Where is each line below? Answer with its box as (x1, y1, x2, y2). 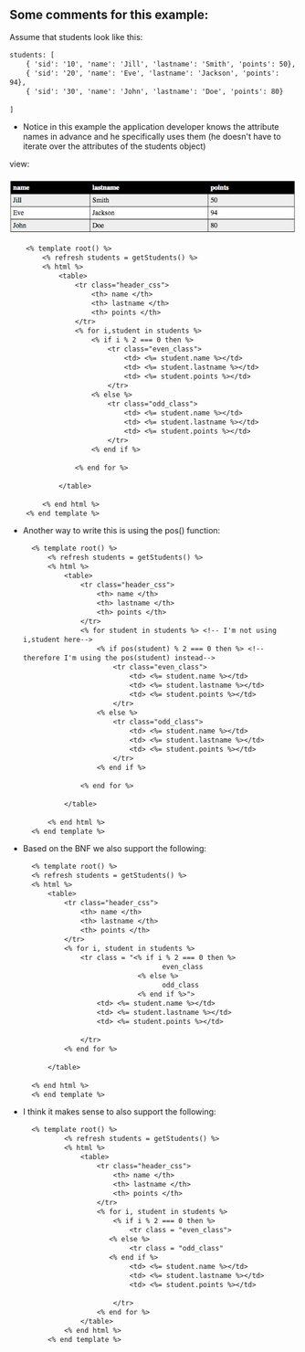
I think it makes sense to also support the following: (22, 1105, 216, 1117)
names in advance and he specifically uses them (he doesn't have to (22, 131, 281, 142)
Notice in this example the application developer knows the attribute (22, 121, 280, 132)
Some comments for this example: (9, 7, 209, 23)
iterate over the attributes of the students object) (22, 141, 206, 152)
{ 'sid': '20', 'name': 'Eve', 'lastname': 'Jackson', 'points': (26, 69, 280, 78)
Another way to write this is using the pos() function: (22, 524, 221, 535)
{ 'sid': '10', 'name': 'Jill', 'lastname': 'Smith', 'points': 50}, (26, 59, 297, 69)
